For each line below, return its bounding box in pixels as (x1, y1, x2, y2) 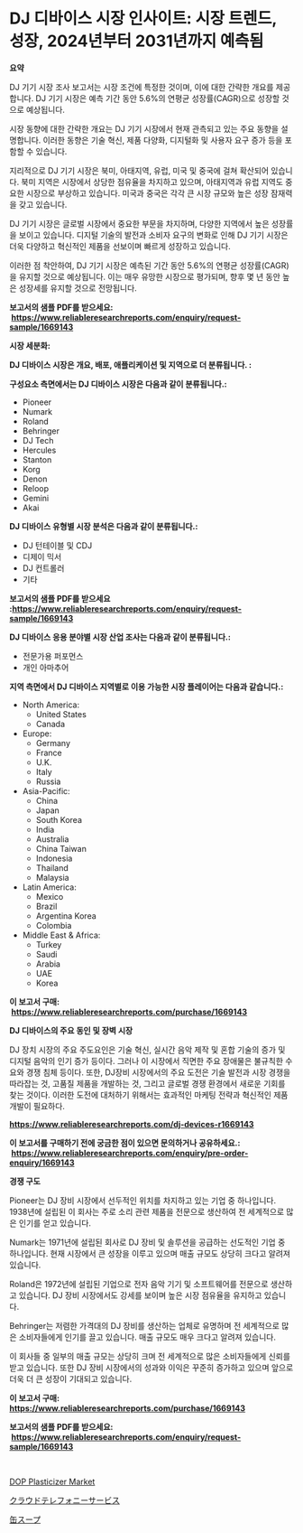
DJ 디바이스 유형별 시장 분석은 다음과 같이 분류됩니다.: (9, 520, 198, 531)
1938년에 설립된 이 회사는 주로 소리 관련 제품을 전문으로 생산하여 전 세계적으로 (9, 1206, 285, 1217)
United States (35, 708, 87, 719)
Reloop (22, 482, 50, 493)
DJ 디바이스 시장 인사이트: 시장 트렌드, (9, 8, 277, 29)
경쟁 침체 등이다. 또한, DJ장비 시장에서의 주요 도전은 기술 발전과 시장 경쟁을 (25, 1067, 291, 1078)
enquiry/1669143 (9, 1157, 75, 1168)
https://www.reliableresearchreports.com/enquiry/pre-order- (11, 1147, 249, 1158)
